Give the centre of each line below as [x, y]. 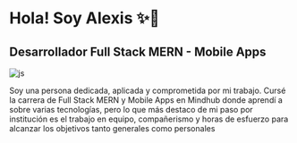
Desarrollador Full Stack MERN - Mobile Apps [138, 51]
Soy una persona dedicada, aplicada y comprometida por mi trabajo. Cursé [148, 90]
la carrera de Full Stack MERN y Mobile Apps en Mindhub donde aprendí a [146, 100]
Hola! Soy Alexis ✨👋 [85, 18]
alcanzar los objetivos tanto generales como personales [112, 128]
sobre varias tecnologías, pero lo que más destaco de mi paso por [131, 109]
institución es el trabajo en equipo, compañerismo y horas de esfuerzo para [149, 119]
